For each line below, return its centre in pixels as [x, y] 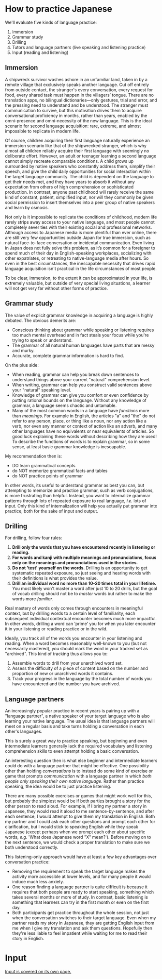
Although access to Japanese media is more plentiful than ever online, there [81, 232]
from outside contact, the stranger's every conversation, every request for [79, 90]
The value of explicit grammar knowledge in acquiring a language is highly [79, 315]
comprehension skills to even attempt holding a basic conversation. [72, 751]
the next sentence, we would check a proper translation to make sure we [77, 842]
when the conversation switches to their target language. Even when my [84, 918]
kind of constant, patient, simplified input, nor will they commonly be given [79, 197]
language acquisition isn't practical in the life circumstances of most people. [81, 269]
